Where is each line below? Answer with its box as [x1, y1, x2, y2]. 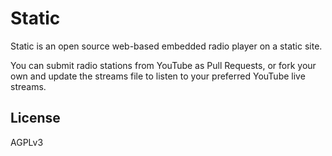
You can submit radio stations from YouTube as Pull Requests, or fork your [10, 59, 317, 71]
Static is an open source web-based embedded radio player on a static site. [10, 40, 323, 52]
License [10, 110, 61, 127]
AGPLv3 [10, 136, 44, 148]
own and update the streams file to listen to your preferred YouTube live [10, 70, 306, 82]
